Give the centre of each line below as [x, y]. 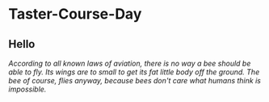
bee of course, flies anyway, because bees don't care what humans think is [134, 81]
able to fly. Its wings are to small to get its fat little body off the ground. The [134, 72]
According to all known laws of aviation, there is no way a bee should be [130, 63]
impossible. [27, 89]
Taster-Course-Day [75, 14]
